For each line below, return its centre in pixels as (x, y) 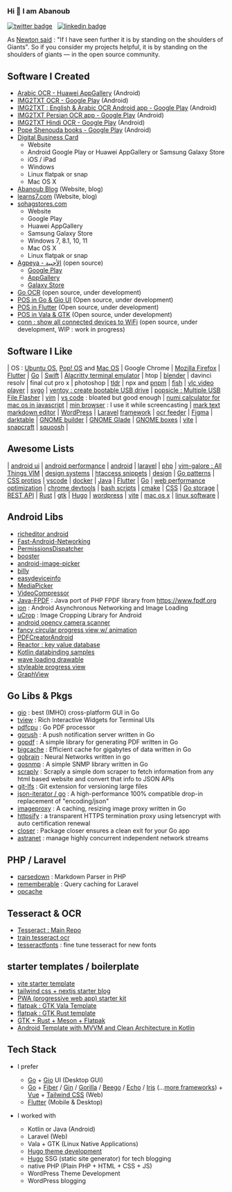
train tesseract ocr (43, 937)
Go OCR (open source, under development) (79, 293)
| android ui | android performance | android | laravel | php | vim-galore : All (115, 466)
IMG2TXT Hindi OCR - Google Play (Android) (81, 123)
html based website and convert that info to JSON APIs (96, 779)
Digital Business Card (48, 138)
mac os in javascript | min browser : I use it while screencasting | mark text (114, 405)
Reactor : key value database (59, 644)
